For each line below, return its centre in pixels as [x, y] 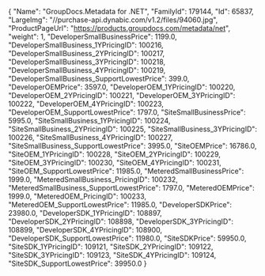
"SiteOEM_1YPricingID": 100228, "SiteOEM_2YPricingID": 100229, [115, 154]
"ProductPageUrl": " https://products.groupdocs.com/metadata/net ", [119, 28]
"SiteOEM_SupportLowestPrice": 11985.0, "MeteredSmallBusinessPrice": [126, 171]
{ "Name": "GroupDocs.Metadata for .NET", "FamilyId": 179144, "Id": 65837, [131, 11]
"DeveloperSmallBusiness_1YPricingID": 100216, [86, 45]
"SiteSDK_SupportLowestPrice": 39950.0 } [78, 263]
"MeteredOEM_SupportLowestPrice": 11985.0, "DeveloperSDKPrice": [120, 204]
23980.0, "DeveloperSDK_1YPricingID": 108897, [85, 213]
